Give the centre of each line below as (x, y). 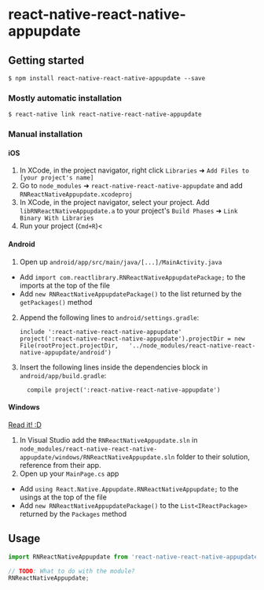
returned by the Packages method (73, 514)
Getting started (46, 60)
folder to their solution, (213, 456)
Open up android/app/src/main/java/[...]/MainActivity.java (121, 262)
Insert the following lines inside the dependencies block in (114, 367)
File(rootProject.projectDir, (69, 345)
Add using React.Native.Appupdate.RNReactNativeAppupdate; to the (129, 488)
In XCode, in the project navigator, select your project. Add (114, 202)
